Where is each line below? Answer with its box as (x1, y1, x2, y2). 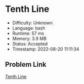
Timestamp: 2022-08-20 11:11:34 (12, 46, 80, 52)
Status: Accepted (12, 41, 48, 46)
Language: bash (12, 25, 45, 31)
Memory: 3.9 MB (12, 36, 47, 42)
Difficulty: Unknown (12, 20, 53, 26)
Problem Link (5, 60, 46, 69)
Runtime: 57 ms (12, 30, 44, 36)
